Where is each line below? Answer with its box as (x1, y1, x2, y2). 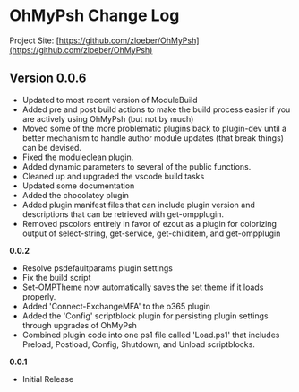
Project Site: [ (9, 35, 60, 46)
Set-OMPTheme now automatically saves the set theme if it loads (21, 282, 264, 292)
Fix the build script (21, 272, 91, 283)
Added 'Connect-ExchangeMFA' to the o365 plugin (21, 301, 210, 311)
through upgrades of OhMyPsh (21, 319, 137, 330)
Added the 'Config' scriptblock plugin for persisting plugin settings (21, 310, 269, 321)
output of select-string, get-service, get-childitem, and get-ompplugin (21, 228, 281, 239)
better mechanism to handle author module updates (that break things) (21, 132, 285, 144)
